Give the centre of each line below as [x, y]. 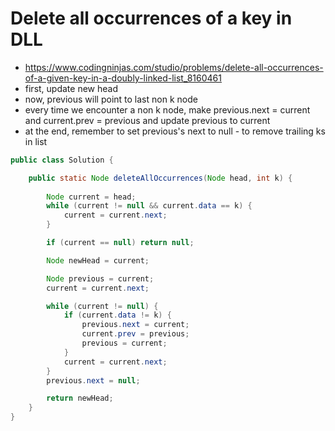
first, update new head [71, 88]
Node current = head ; [91, 197]
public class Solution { [62, 160]
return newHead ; [80, 398]
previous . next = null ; [93, 380]
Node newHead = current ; [98, 260]
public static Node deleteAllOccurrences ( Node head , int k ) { [160, 178]
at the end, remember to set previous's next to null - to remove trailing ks [175, 131]
